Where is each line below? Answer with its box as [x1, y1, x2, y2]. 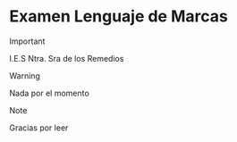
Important [9, 36, 46, 46]
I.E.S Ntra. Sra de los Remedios [9, 53, 124, 63]
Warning [9, 70, 40, 81]
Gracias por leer [9, 122, 69, 133]
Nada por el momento [9, 88, 89, 98]
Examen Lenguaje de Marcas [9, 6, 228, 27]
